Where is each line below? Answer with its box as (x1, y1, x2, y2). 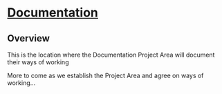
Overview (7, 32, 50, 44)
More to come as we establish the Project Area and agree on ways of (7, 71, 204, 79)
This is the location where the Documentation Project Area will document (7, 50, 215, 59)
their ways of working (7, 58, 69, 66)
